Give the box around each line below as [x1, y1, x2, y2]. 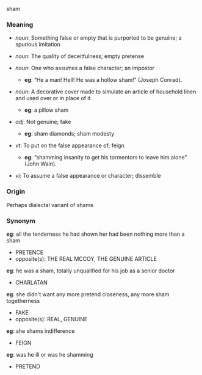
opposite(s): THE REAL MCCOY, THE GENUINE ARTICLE [15, 255, 157, 262]
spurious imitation [15, 41, 61, 48]
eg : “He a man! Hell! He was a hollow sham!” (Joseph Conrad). [24, 76, 182, 84]
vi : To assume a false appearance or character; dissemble [15, 172, 161, 180]
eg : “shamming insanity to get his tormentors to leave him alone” [24, 154, 187, 161]
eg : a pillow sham [24, 106, 69, 114]
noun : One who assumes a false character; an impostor [15, 64, 154, 72]
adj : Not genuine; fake [15, 118, 71, 126]
